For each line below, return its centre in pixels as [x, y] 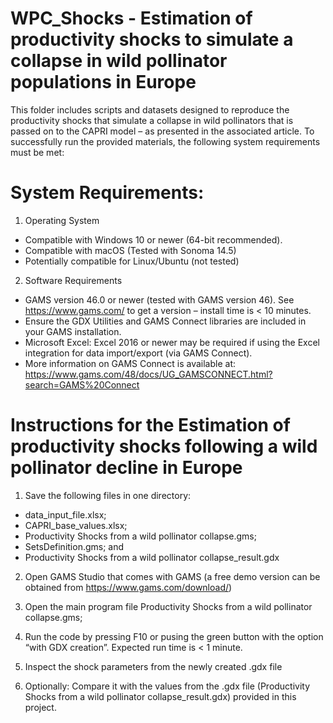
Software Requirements [73, 280]
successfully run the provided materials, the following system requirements [165, 141]
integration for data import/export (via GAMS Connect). [138, 353]
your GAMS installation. [73, 331]
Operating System [62, 220]
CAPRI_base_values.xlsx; [76, 525]
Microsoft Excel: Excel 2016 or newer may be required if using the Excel [172, 342]
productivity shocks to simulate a [152, 39]
